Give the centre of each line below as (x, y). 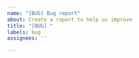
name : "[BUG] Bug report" (44, 13)
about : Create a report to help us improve (70, 20)
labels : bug (24, 32)
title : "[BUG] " (30, 26)
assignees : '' (27, 38)
